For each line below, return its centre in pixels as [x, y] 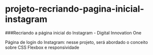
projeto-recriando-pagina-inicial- [75, 9]
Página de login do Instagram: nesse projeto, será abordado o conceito [76, 42]
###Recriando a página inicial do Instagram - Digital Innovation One [73, 33]
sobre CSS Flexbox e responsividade [42, 47]
